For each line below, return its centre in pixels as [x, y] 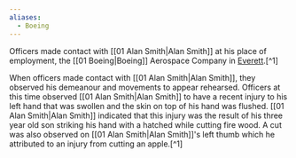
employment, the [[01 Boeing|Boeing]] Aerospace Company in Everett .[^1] [144, 60]
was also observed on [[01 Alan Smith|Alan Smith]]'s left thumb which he [142, 134]
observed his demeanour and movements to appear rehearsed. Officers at [145, 87]
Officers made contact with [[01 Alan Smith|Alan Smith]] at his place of [138, 51]
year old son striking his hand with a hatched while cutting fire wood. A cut [145, 124]
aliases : [25, 17]
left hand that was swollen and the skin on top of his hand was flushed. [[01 [147, 106]
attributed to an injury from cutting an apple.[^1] [96, 144]
